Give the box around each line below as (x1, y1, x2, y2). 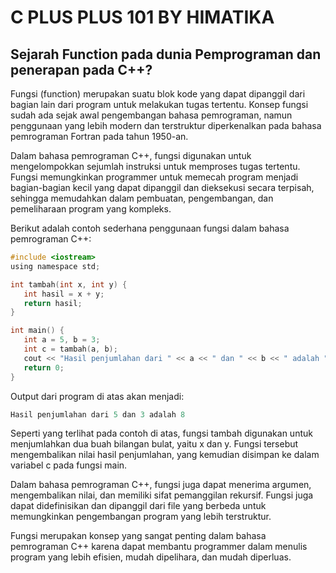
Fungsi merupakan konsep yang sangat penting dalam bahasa (10, 530, 267, 542)
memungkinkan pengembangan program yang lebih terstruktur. (10, 511, 272, 523)
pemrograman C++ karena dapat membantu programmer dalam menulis (10, 541, 308, 553)
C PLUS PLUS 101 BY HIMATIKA (10, 6, 275, 29)
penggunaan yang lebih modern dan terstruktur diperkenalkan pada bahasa (10, 120, 322, 131)
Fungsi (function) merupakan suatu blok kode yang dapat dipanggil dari (10, 88, 306, 100)
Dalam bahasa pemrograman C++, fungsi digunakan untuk (10, 150, 252, 161)
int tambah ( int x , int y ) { (10, 279, 128, 290)
